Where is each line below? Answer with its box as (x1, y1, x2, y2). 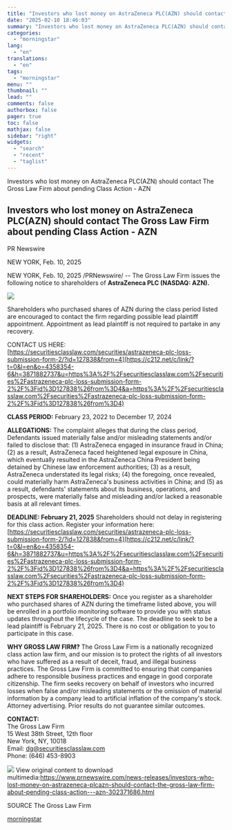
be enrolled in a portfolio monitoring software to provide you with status (7, 607, 211, 616)
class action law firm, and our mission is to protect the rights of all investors (7, 649, 222, 658)
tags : (7, 68, 23, 75)
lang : (7, 42, 23, 49)
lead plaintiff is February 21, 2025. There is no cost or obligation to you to (7, 622, 215, 630)
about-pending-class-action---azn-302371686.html (7, 788, 155, 796)
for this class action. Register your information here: (7, 520, 155, 528)
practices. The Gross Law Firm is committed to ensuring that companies (7, 665, 213, 673)
